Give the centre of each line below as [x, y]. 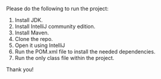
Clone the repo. [34, 39]
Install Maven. [32, 33]
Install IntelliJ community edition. [55, 26]
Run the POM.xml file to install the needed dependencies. [85, 52]
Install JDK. [29, 20]
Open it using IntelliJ [40, 45]
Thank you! [20, 69]
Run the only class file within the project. [64, 58]
